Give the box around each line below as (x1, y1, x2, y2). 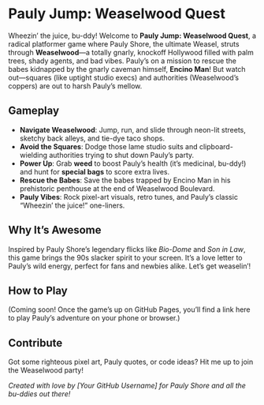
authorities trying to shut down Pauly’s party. (48, 150, 195, 159)
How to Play (8, 283, 69, 297)
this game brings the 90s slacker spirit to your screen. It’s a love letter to (8, 253, 243, 262)
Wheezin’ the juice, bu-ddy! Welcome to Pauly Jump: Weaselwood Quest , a (8, 31, 257, 40)
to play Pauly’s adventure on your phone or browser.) (8, 313, 180, 323)
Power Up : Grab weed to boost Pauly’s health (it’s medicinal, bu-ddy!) (19, 159, 247, 168)
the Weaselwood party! (8, 366, 84, 375)
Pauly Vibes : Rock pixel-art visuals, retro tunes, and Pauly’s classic (19, 192, 239, 201)
